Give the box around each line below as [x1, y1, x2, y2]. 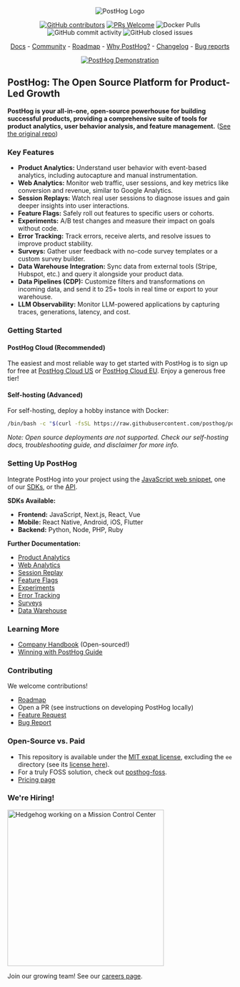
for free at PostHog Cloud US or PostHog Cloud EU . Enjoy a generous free [7, 366, 226, 375]
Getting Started [7, 326, 62, 336]
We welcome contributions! [7, 682, 88, 691]
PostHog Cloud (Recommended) [7, 343, 106, 351]
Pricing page [17, 775, 56, 783]
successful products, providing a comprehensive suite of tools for [7, 114, 208, 123]
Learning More [7, 623, 59, 633]
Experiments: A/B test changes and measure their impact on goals [17, 216, 216, 225]
